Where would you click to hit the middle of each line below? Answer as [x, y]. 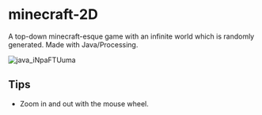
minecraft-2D [53, 15]
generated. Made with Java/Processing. [73, 44]
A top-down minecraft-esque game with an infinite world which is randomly [131, 36]
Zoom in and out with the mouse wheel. [84, 103]
